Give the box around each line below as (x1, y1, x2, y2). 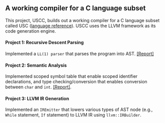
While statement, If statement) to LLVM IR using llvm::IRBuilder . (5, 112, 142, 118)
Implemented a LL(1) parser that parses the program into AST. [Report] (5, 51, 154, 57)
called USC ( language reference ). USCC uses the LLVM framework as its (5, 23, 156, 29)
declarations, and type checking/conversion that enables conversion (5, 79, 147, 85)
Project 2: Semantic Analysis (5, 62, 67, 68)
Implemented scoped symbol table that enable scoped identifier (5, 73, 138, 79)
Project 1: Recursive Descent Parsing (5, 40, 84, 46)
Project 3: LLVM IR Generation (5, 95, 69, 101)
